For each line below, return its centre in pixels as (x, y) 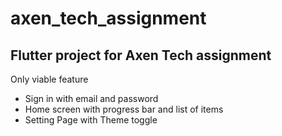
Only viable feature (49, 79)
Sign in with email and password (91, 98)
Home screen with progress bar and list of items (124, 109)
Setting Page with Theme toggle (91, 120)
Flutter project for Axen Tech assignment (141, 55)
